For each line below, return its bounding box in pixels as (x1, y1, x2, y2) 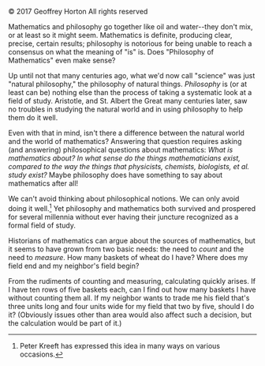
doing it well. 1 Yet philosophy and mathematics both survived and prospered (8, 202, 256, 213)
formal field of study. (8, 221, 77, 230)
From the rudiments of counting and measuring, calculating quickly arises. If (8, 276, 256, 285)
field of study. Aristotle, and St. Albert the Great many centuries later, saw (8, 96, 248, 105)
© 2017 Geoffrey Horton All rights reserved (8, 7, 148, 16)
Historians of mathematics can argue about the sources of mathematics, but (8, 236, 256, 245)
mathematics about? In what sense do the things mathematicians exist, (8, 153, 241, 163)
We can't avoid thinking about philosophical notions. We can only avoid (8, 194, 240, 203)
